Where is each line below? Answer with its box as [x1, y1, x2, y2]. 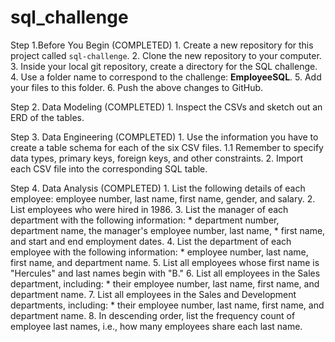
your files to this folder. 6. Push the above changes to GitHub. [10, 81, 264, 93]
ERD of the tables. [10, 111, 85, 123]
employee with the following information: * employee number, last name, [10, 246, 309, 258]
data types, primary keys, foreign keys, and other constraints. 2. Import [10, 152, 304, 164]
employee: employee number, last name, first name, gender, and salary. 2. [10, 192, 316, 205]
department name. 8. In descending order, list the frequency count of [10, 309, 296, 321]
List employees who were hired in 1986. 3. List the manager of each [10, 203, 289, 215]
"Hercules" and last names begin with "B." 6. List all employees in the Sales [10, 267, 321, 279]
